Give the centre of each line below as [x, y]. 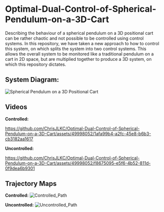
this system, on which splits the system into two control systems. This [76, 49]
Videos [16, 107]
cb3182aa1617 [19, 139]
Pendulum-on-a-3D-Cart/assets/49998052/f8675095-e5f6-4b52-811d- [78, 163]
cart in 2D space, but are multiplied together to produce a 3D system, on [78, 59]
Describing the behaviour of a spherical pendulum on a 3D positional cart [79, 33]
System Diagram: [32, 80]
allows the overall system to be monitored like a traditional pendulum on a [79, 54]
